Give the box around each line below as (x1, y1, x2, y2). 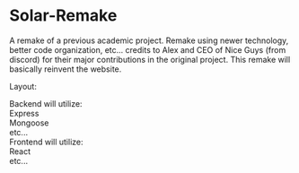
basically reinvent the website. (9, 64, 122, 74)
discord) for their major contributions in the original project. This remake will (9, 54, 291, 65)
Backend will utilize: (9, 98, 83, 108)
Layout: (9, 81, 38, 91)
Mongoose (9, 117, 49, 128)
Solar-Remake (9, 5, 118, 26)
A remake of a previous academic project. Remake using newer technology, (9, 35, 289, 46)
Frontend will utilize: (9, 136, 84, 147)
